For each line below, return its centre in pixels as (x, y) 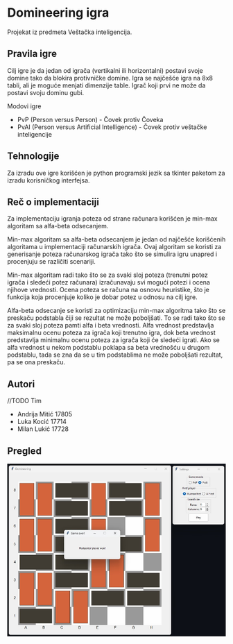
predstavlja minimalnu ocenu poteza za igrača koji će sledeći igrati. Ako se (113, 340)
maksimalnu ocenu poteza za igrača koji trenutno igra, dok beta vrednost (112, 333)
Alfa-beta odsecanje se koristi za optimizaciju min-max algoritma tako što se (116, 311)
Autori (21, 384)
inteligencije (34, 134)
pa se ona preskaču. (36, 362)
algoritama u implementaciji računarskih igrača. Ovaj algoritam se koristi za (114, 247)
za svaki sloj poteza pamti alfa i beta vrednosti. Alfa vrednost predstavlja (111, 325)
